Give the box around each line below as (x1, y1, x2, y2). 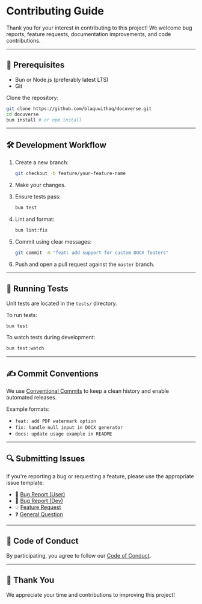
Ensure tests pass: (14, 193, 61, 200)
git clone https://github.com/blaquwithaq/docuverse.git (6, 105, 152, 112)
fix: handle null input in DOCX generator (14, 425, 123, 431)
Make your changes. (14, 182, 66, 189)
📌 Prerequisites (6, 60, 65, 70)
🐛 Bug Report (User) (14, 490, 66, 498)
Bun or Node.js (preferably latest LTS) (14, 76, 109, 83)
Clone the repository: (6, 94, 59, 101)
